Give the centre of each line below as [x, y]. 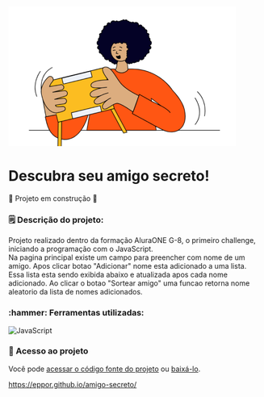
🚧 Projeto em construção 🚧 [53, 198]
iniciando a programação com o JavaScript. [81, 249]
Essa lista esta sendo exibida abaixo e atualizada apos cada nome [118, 275]
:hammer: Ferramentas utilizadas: [76, 313]
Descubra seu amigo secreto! [109, 176]
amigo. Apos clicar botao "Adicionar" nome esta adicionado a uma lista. [128, 266]
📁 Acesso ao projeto [48, 351]
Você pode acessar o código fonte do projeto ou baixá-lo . [105, 369]
